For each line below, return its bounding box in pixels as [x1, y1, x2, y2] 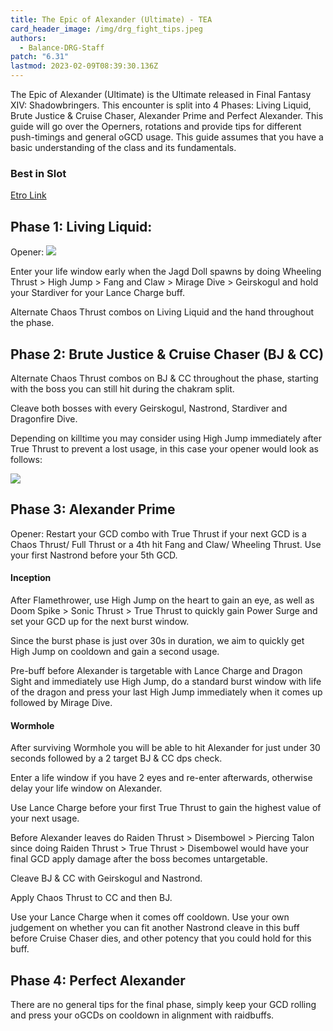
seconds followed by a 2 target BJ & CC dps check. [10, 752, 223, 765]
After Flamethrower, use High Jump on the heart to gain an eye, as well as [10, 594, 315, 606]
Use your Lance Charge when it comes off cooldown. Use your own [10, 911, 290, 923]
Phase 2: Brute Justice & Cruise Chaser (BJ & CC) [10, 346, 325, 363]
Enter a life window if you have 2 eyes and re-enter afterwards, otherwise [10, 772, 313, 784]
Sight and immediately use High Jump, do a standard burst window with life [10, 675, 322, 687]
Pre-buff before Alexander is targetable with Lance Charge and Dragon [10, 664, 303, 676]
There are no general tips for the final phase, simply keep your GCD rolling [10, 998, 317, 1010]
